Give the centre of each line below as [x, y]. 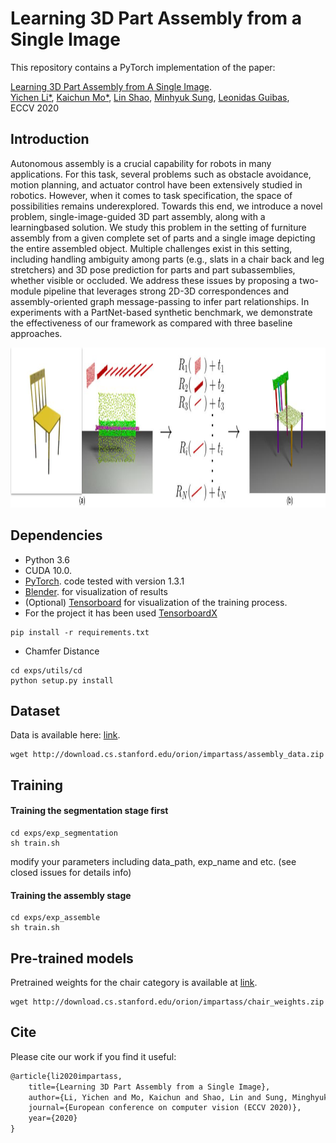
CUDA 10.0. [48, 570]
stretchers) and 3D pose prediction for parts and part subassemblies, [153, 269]
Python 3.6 [47, 559]
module [26, 291]
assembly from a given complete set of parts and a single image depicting [163, 238]
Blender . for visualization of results [96, 591]
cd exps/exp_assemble [55, 918]
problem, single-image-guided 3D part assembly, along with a [138, 216]
